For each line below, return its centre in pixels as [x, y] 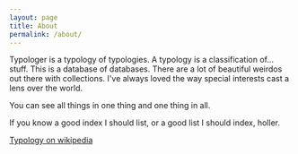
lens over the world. [46, 88]
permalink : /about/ [46, 34]
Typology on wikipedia [51, 141]
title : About [34, 26]
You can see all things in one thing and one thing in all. [110, 106]
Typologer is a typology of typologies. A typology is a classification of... [142, 60]
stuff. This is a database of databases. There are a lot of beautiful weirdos [146, 69]
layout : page [34, 17]
